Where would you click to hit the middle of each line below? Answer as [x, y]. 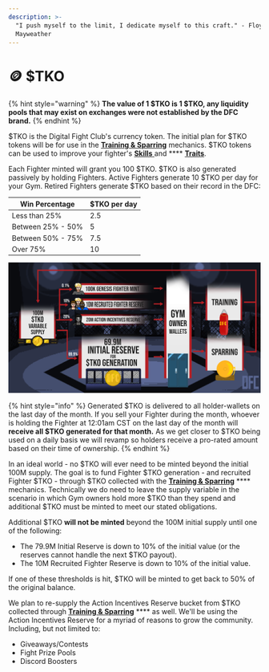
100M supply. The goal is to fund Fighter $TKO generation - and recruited [129, 472]
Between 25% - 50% [48, 227]
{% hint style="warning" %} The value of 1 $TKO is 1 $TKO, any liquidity [128, 104]
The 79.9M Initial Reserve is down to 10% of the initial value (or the [130, 546]
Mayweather [34, 34]
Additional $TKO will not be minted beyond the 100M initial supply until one [133, 522]
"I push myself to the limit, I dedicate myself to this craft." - [130, 25]
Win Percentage [47, 204]
